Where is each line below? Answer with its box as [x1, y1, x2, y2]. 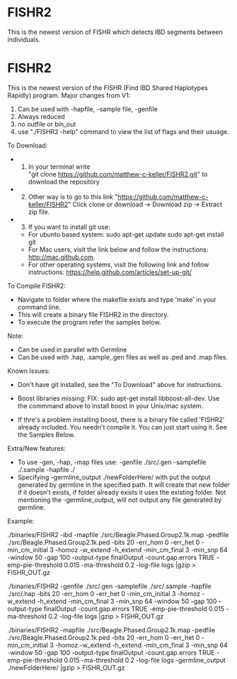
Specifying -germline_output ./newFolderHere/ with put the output [17, 473, 211, 481]
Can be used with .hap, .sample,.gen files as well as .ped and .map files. [17, 352, 229, 361]
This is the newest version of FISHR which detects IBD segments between [7, 28, 223, 36]
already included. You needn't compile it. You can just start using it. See [17, 422, 228, 431]
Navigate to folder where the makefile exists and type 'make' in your [17, 295, 217, 303]
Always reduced [17, 112, 65, 120]
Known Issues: [7, 366, 50, 375]
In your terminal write [28, 162, 91, 171]
